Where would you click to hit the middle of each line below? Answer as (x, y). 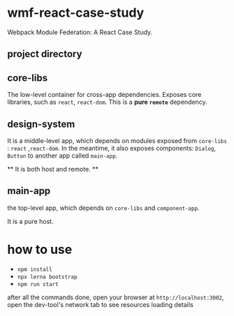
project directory (45, 54)
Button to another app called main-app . (63, 156)
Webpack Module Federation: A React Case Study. (80, 32)
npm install (35, 269)
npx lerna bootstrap (47, 277)
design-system (41, 124)
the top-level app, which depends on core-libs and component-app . (103, 208)
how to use (40, 249)
